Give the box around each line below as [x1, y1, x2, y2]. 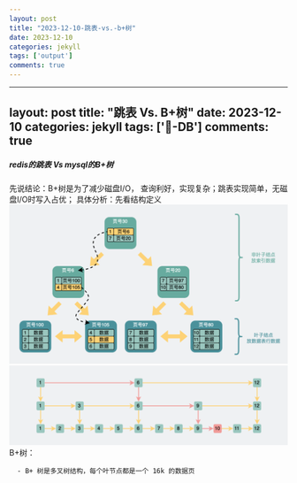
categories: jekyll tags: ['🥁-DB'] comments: [25, 119, 270, 134]
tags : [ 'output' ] [9, 51, 73, 61]
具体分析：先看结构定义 [76, 195, 162, 205]
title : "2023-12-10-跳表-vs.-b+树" [9, 23, 136, 33]
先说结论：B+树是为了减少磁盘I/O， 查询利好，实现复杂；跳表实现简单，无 [9, 183, 280, 194]
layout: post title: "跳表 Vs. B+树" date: [9, 105, 226, 120]
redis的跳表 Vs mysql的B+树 [9, 159, 114, 170]
